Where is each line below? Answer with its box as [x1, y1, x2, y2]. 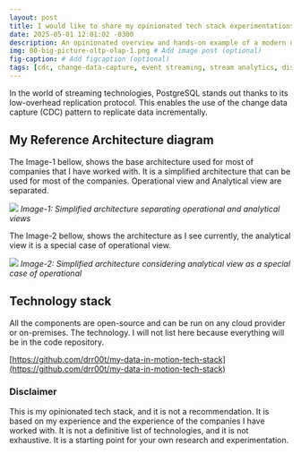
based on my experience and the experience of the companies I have [9, 415, 266, 426]
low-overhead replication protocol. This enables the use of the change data [9, 97, 288, 107]
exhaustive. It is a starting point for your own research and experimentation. [9, 434, 289, 445]
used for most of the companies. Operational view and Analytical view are [9, 176, 282, 186]
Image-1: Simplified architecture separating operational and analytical [20, 203, 280, 214]
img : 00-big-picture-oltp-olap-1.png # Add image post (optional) [9, 47, 262, 56]
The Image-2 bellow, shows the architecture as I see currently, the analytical [9, 230, 291, 241]
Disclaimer [9, 386, 57, 398]
